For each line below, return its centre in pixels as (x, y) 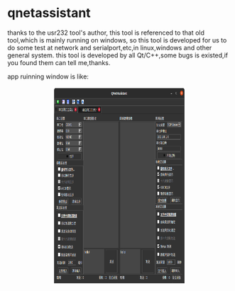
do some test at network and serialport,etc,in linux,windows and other (110, 47)
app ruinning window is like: (48, 76)
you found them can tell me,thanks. (59, 62)
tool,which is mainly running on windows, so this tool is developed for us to (117, 40)
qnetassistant (49, 13)
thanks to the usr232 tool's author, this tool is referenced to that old (106, 33)
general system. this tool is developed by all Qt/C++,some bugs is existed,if (118, 55)
